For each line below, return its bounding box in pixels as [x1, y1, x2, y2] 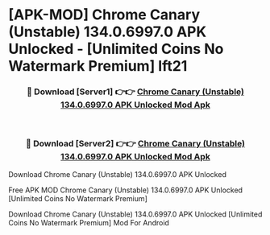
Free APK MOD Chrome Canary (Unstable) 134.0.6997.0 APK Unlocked [8, 185, 243, 195]
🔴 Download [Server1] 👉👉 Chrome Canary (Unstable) [27, 86, 244, 97]
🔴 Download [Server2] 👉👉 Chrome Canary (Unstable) [25, 138, 246, 150]
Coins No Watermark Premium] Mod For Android [8, 217, 169, 227]
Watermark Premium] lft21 [8, 57, 188, 76]
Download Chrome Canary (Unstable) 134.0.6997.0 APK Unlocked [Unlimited [8, 209, 263, 219]
